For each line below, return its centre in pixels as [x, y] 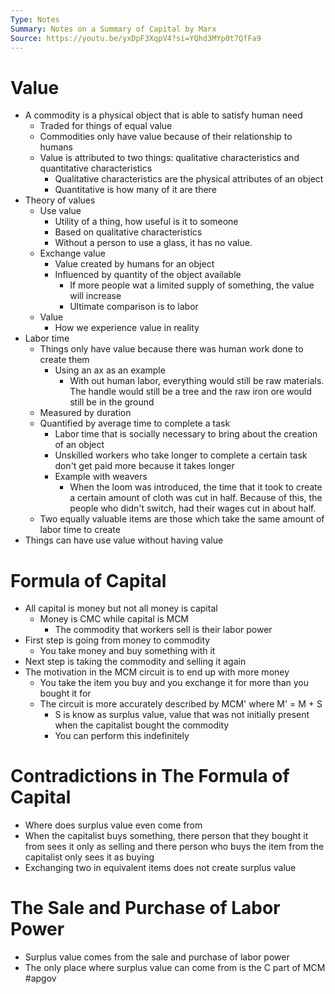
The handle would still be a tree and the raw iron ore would [190, 392]
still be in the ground [112, 402]
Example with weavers [101, 477]
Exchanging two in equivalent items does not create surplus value [160, 868]
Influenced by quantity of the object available [148, 275]
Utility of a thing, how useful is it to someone [146, 222]
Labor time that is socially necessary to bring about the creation [186, 434]
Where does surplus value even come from [113, 825]
